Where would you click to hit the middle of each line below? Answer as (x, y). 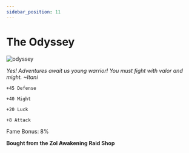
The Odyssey (41, 42)
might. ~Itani (22, 77)
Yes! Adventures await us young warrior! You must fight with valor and (94, 70)
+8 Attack (19, 120)
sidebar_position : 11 (34, 12)
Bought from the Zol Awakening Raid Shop (61, 143)
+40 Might (19, 99)
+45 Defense (21, 88)
